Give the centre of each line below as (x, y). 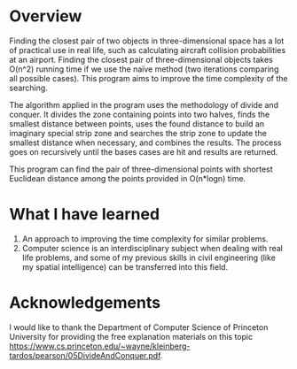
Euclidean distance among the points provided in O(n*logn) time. (128, 178)
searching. (29, 88)
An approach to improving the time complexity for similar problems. (145, 238)
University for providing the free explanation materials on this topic (131, 336)
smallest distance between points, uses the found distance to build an (137, 123)
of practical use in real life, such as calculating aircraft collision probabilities (148, 50)
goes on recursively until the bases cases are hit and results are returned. (144, 151)
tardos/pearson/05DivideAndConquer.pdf (85, 355)
